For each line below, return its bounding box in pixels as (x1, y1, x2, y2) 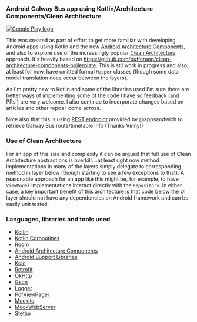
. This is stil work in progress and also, (96, 62, 189, 69)
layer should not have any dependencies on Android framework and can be (6, 194, 189, 201)
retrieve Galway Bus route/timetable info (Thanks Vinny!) (6, 122, 143, 130)
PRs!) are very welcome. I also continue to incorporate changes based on (6, 98, 184, 105)
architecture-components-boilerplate (6, 62, 96, 69)
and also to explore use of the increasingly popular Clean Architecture (6, 49, 176, 57)
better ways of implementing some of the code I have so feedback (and (6, 92, 179, 99)
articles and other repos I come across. (6, 105, 101, 112)
